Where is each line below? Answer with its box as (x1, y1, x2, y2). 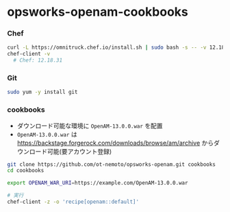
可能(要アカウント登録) (47, 147, 112, 155)
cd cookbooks (7, 167, 44, 174)
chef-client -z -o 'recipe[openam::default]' (7, 198, 139, 206)
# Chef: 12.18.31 (13, 57, 63, 64)
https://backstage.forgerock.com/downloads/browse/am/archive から (16, 139, 214, 147)
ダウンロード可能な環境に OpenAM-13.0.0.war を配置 (16, 121, 163, 130)
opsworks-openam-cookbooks (7, 4, 188, 20)
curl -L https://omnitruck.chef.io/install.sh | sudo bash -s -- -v (7, 44, 207, 51)
